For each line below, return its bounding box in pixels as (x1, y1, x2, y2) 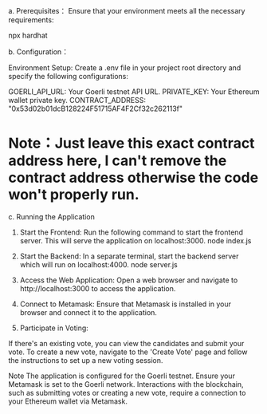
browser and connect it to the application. (19, 307, 158, 317)
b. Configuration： (8, 47, 69, 57)
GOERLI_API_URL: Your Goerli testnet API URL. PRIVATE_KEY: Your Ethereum (8, 87, 260, 97)
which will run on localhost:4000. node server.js (19, 259, 178, 269)
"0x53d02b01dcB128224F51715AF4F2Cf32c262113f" (8, 104, 183, 113)
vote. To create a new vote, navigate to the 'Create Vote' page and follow (8, 347, 248, 357)
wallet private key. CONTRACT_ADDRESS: (8, 96, 146, 104)
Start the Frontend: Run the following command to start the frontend (19, 227, 243, 237)
